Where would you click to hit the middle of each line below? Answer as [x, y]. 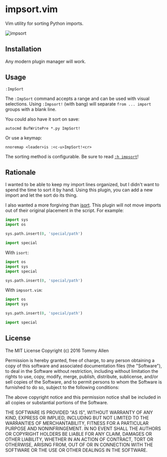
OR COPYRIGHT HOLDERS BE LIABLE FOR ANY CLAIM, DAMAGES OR [79, 434]
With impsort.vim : [24, 290]
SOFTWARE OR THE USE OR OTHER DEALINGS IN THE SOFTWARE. [76, 450]
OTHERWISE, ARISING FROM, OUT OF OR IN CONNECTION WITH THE [79, 444]
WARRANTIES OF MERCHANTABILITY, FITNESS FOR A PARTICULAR [77, 423]
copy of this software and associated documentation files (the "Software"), [84, 366]
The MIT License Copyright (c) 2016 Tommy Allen [57, 350]
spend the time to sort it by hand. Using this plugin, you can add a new [79, 190]
